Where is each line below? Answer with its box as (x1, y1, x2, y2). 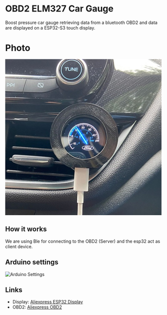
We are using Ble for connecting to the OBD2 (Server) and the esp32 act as (5, 238, 160, 244)
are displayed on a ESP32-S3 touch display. (5, 24, 95, 30)
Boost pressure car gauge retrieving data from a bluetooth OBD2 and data (5, 19, 157, 25)
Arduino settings (5, 258, 58, 267)
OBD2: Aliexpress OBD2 (12, 304, 62, 310)
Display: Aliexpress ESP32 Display (12, 299, 83, 305)
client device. (5, 243, 33, 250)
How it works (5, 225, 47, 234)
